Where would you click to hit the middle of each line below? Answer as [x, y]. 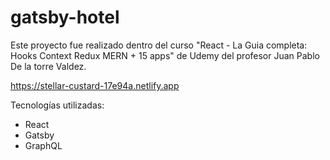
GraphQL [43, 145]
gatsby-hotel [65, 17]
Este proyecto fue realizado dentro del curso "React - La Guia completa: [159, 45]
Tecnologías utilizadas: [57, 105]
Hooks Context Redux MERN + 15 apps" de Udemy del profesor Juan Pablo [165, 55]
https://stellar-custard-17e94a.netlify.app [95, 85]
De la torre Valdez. [48, 66]
